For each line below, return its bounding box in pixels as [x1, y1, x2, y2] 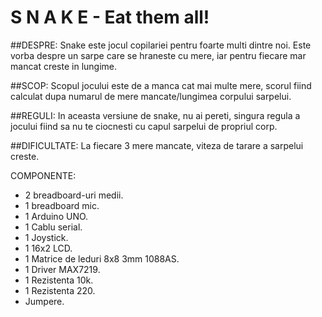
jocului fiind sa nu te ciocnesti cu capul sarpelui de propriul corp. [10, 120, 278, 132]
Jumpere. [24, 295, 65, 307]
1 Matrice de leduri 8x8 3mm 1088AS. [24, 252, 180, 265]
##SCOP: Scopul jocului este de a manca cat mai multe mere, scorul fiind [10, 79, 312, 91]
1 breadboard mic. [24, 199, 100, 211]
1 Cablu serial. [24, 221, 83, 233]
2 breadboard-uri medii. [24, 189, 124, 201]
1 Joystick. [24, 231, 69, 243]
